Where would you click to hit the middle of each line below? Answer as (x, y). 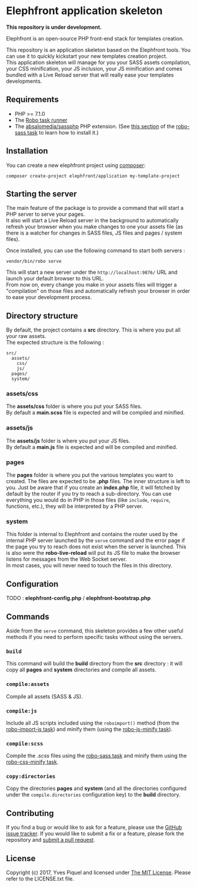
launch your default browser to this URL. (55, 279)
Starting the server (42, 194)
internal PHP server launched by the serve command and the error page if (96, 540)
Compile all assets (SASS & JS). (45, 696)
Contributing (30, 813)
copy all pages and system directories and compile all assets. (81, 670)
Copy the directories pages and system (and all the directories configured (96, 788)
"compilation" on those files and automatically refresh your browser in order (98, 291)
